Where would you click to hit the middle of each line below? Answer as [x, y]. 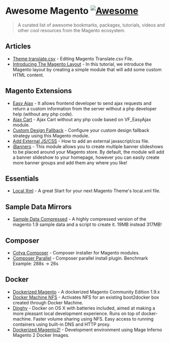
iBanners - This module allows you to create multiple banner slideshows [88, 146]
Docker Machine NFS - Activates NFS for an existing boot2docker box [86, 297]
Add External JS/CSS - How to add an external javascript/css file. [81, 141]
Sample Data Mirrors [39, 207]
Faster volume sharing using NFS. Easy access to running [93, 319]
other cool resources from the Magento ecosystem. [72, 30]
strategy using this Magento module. [51, 135]
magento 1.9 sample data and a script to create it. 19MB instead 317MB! [87, 224]
